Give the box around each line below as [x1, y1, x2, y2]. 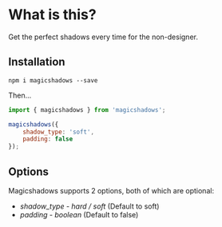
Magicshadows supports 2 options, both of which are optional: [8, 185, 214, 195]
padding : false [22, 135, 73, 143]
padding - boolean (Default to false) [19, 209, 139, 219]
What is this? [8, 6, 97, 24]
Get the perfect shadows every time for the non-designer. [8, 32, 198, 42]
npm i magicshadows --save [8, 76, 98, 85]
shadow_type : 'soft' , [22, 128, 94, 136]
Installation [8, 55, 65, 69]
